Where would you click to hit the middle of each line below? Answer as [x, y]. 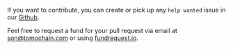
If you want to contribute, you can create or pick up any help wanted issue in [116, 10]
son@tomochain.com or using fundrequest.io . [73, 38]
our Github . [23, 17]
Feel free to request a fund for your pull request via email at [92, 31]
